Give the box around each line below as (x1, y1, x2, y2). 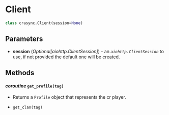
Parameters (5, 35, 43, 43)
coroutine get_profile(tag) (5, 83, 64, 89)
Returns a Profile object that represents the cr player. (12, 94, 126, 100)
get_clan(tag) (12, 105, 43, 110)
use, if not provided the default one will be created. (12, 54, 120, 60)
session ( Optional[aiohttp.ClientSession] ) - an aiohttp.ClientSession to (12, 48, 164, 54)
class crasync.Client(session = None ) (5, 20, 83, 26)
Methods (5, 68, 35, 77)
